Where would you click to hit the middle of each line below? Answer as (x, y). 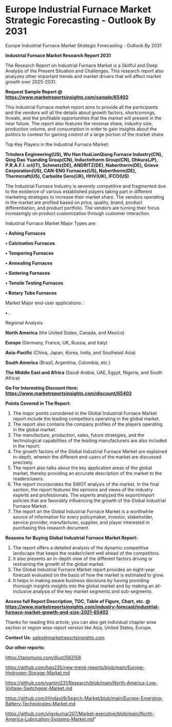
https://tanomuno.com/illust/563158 (43, 657)
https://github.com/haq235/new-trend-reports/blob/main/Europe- (75, 667)
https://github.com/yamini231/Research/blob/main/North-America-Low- (82, 683)
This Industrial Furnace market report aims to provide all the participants (82, 107)
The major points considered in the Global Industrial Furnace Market (85, 413)
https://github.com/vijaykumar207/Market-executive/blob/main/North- (80, 713)
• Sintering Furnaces (28, 273)
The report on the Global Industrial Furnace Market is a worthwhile (83, 511)
